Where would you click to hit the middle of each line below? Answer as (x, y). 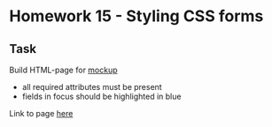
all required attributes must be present (92, 87)
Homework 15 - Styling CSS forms (136, 16)
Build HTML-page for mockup (63, 70)
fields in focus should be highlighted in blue (101, 96)
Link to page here (41, 113)
